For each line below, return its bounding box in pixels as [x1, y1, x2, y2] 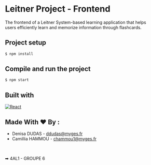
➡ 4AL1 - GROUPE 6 [5, 155, 45, 161]
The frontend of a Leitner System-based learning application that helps [5, 19, 146, 25]
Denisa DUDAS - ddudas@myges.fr [12, 131, 83, 136]
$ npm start [5, 77, 29, 83]
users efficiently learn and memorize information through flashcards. [5, 24, 142, 30]
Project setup [5, 39, 47, 47]
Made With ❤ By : [5, 118, 60, 126]
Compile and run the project [5, 65, 91, 73]
